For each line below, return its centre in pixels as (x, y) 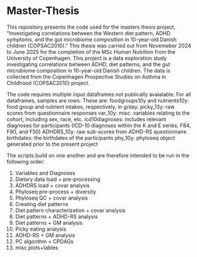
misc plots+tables (37, 248)
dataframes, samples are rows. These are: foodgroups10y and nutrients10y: (98, 100)
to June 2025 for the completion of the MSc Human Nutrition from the (91, 52)
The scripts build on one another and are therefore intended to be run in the (98, 155)
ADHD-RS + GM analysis (45, 235)
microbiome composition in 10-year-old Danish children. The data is (89, 70)
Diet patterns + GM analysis (49, 222)
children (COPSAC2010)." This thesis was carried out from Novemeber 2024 (99, 46)
